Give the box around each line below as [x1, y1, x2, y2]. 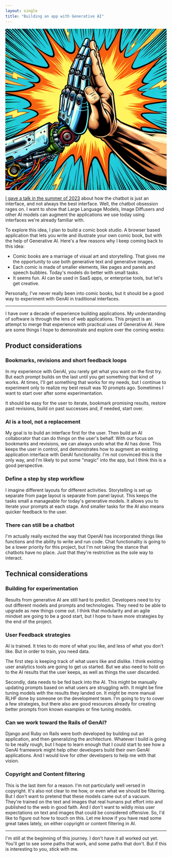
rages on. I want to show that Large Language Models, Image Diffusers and [5, 206, 164, 212]
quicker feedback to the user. [5, 508, 68, 515]
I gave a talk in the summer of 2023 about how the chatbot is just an [5, 195, 149, 201]
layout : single [5, 8, 38, 13]
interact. [5, 555, 23, 561]
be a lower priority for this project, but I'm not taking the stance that [5, 544, 148, 550]
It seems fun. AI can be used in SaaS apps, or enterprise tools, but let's [12, 274, 163, 281]
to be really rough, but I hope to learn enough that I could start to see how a [5, 741, 165, 747]
